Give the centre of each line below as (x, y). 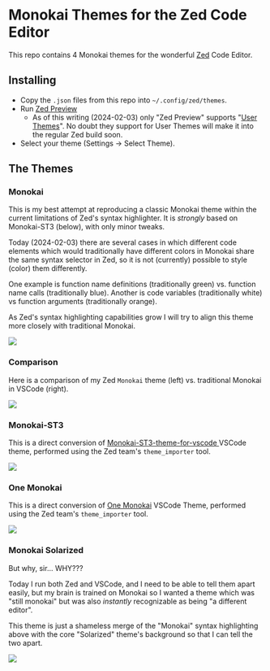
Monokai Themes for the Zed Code (128, 15)
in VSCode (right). (39, 389)
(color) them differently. (48, 268)
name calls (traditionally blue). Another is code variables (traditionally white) (135, 293)
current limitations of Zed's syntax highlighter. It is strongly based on (123, 218)
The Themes (41, 169)
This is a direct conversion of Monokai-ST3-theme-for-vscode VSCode (128, 443)
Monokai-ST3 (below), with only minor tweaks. (86, 227)
